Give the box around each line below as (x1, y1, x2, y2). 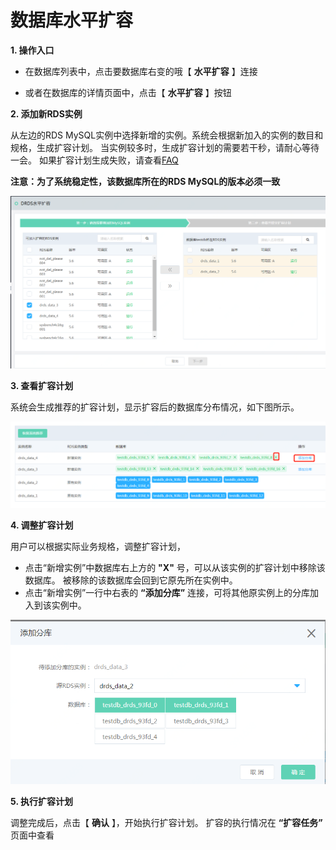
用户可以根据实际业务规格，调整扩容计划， (10, 540, 186, 552)
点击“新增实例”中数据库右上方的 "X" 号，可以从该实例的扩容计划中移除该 (24, 561, 326, 573)
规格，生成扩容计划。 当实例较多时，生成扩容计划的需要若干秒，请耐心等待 (10, 141, 320, 153)
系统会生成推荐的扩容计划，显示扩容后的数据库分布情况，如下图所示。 (10, 401, 300, 413)
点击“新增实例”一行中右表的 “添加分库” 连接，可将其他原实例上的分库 (24, 586, 311, 598)
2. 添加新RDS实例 (10, 107, 83, 120)
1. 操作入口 (10, 44, 55, 56)
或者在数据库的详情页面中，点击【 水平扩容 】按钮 (24, 86, 232, 98)
